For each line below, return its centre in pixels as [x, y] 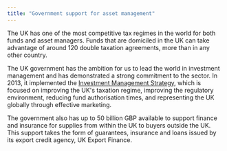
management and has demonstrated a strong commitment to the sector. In [112, 75]
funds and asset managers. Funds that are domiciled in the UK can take [108, 40]
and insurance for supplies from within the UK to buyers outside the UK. [109, 125]
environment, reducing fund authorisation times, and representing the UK [111, 97]
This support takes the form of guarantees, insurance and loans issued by [112, 132]
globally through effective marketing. [60, 104]
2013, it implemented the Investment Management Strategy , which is [104, 82]
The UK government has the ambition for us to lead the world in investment [113, 68]
